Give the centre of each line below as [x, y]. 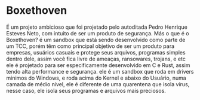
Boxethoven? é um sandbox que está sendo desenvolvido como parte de [96, 40]
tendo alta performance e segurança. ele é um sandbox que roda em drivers [100, 71]
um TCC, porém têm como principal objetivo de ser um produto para [90, 46]
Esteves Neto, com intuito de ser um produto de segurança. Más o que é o [98, 33]
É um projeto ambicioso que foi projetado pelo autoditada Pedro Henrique [97, 27]
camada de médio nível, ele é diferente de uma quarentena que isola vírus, [98, 84]
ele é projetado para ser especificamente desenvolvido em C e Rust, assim [98, 65]
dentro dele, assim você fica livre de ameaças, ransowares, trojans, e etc [96, 59]
